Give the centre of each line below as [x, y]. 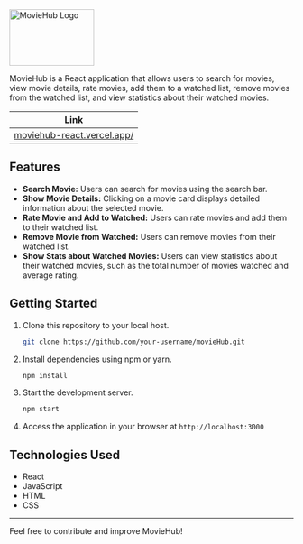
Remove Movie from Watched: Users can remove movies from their [149, 236]
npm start [41, 410]
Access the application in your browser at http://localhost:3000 [143, 427]
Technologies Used [64, 455]
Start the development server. [78, 392]
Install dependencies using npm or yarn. [97, 359]
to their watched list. [60, 227]
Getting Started [54, 304]
